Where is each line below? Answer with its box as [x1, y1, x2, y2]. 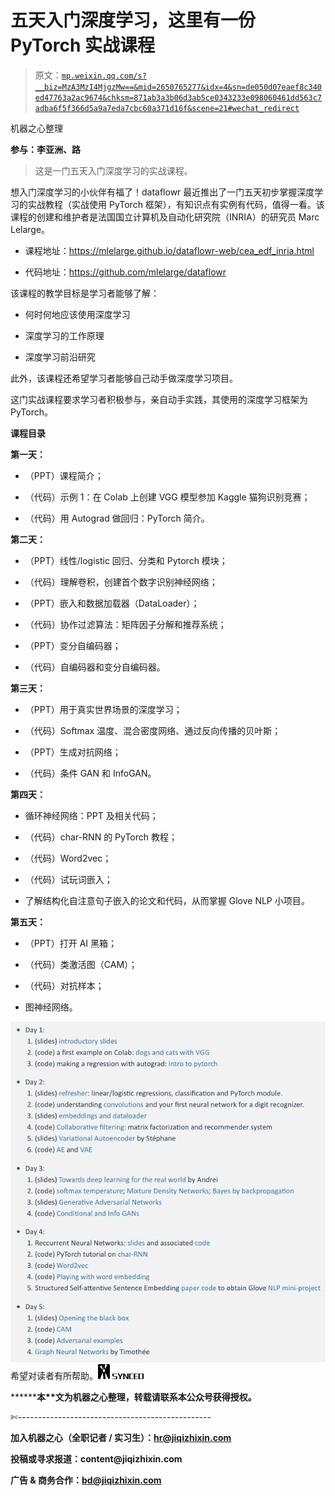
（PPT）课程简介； [24, 469, 104, 481]
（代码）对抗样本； [24, 979, 105, 991]
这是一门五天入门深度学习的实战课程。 [34, 164, 193, 176]
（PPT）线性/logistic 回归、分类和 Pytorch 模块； [24, 554, 228, 566]
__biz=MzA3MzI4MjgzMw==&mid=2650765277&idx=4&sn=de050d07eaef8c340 [34, 82, 322, 92]
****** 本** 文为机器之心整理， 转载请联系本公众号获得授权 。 [10, 1391, 257, 1403]
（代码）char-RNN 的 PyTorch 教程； [24, 831, 178, 843]
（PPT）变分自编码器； [24, 639, 122, 651]
